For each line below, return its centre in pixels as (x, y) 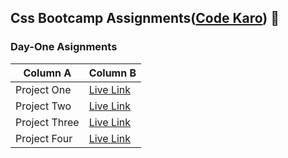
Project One (43, 89)
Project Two (43, 106)
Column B (112, 73)
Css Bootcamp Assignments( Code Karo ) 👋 (145, 18)
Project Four (44, 138)
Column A (47, 73)
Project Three (47, 122)
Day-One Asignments (64, 47)
